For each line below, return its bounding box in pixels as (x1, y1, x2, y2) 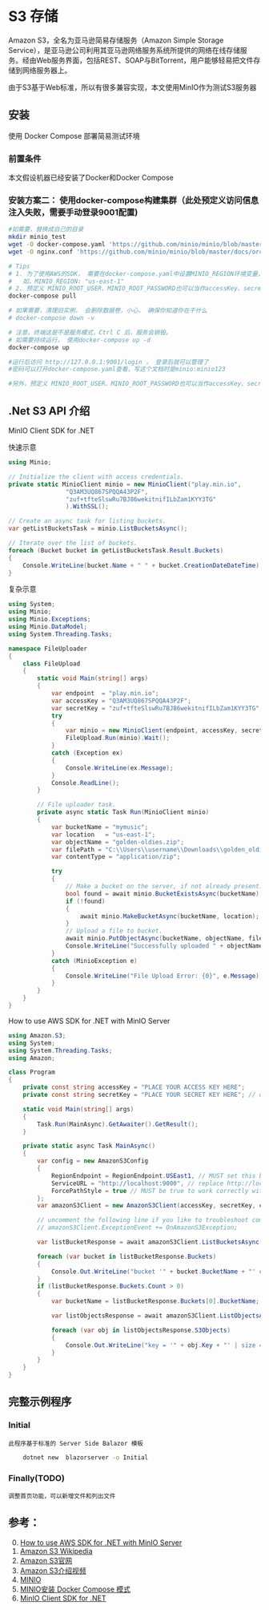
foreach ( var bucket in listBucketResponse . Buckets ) (37, 1252, 217, 1260)
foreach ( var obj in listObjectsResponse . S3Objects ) (50, 1326, 231, 1334)
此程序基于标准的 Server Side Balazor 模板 (8, 1439, 144, 1447)
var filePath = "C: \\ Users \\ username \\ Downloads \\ (50, 845, 224, 854)
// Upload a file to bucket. (65, 927, 163, 935)
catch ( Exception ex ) (50, 749, 124, 758)
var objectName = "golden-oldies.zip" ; (50, 838, 184, 846)
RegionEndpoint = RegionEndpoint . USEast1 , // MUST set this (50, 1171, 256, 1179)
